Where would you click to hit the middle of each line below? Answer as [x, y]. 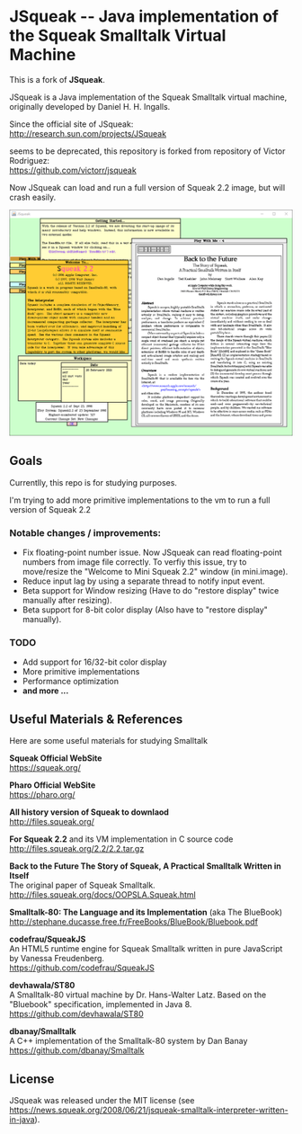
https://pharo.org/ [42, 795]
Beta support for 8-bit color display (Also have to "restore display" [145, 610]
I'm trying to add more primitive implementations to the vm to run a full [140, 500]
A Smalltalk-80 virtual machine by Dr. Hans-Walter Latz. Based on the [138, 995]
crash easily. [33, 197]
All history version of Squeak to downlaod [89, 812]
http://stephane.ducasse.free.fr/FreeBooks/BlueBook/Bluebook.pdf [134, 922]
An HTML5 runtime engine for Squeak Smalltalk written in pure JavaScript [146, 949]
